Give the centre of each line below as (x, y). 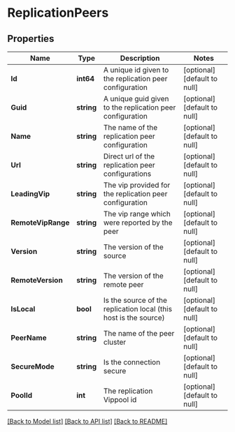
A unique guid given (136, 99)
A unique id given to (136, 70)
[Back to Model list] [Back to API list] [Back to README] (87, 421)
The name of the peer (139, 333)
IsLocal (23, 309)
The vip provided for (137, 185)
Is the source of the (136, 300)
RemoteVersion (37, 280)
